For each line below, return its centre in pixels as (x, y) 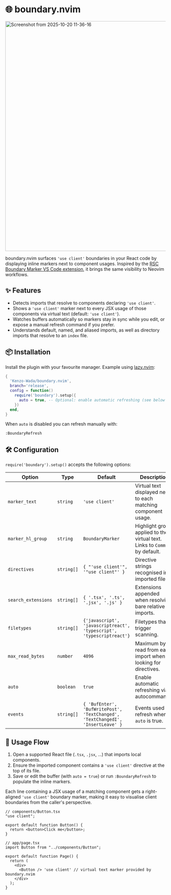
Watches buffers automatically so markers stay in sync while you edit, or (89, 319)
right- (151, 792)
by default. (148, 552)
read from (147, 650)
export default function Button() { (44, 825)
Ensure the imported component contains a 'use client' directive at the (89, 765)
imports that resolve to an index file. (50, 335)
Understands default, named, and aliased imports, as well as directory (86, 330)
